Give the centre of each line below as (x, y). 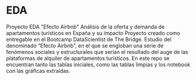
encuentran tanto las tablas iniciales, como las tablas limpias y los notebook (98, 64)
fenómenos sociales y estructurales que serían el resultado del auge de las (97, 52)
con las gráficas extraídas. (38, 71)
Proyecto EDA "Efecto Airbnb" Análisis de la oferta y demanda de (86, 27)
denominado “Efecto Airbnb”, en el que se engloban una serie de (85, 46)
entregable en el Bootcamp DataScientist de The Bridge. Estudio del (89, 39)
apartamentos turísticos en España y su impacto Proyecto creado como (93, 33)
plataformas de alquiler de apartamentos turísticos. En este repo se (88, 58)
